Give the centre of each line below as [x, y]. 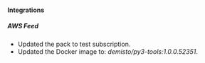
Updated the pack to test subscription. [74, 44]
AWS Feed [23, 26]
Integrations [26, 10]
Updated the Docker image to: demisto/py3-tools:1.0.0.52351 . [107, 51]
